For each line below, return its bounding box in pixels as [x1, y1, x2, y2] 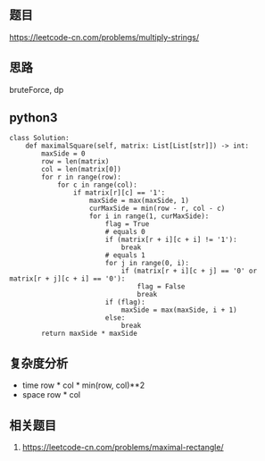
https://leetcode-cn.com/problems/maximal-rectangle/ [21, 442, 225, 453]
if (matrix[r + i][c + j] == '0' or [120, 266, 257, 276]
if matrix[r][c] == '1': [72, 189, 166, 197]
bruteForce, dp [9, 84, 64, 95]
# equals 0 [104, 228, 145, 237]
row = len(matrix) [41, 157, 110, 166]
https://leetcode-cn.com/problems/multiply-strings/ [9, 31, 200, 42]
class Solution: [9, 134, 70, 143]
